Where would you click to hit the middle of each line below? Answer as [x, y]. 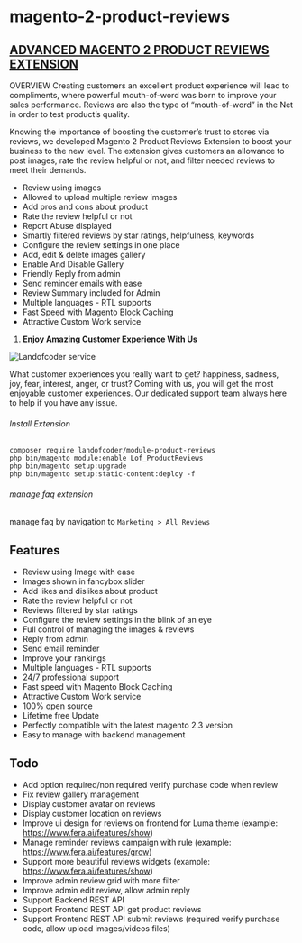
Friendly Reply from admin [71, 274]
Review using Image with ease [78, 572]
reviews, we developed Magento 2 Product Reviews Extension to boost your [151, 141]
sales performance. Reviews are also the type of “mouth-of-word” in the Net [151, 105]
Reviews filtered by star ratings [80, 610]
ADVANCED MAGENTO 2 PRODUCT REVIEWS [139, 50]
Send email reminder [61, 649]
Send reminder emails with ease [82, 283]
